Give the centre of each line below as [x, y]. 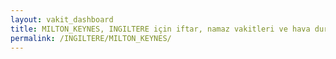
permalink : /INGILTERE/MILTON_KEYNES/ [91, 38]
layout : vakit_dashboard [62, 19]
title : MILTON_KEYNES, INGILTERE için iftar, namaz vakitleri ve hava [160, 29]
